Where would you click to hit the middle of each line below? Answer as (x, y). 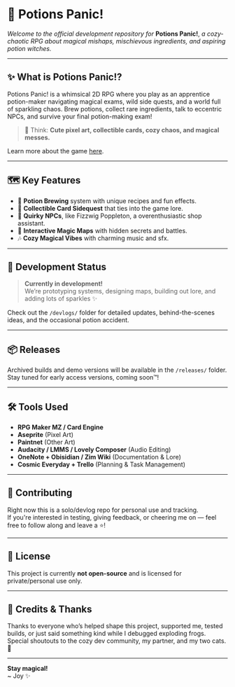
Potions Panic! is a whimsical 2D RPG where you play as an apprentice (109, 94)
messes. (37, 137)
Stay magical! (28, 669)
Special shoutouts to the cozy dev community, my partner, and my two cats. (117, 641)
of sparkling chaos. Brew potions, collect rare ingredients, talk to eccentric (115, 109)
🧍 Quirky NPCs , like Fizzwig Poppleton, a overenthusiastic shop (109, 216)
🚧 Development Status (57, 266)
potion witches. (29, 48)
